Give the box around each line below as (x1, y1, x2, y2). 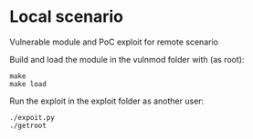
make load (9, 79, 47, 88)
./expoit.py (9, 113, 55, 122)
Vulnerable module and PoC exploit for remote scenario (9, 36, 219, 47)
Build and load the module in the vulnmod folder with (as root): (9, 54, 245, 65)
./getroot (9, 121, 47, 130)
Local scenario (9, 6, 124, 27)
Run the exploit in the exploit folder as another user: (9, 95, 205, 106)
